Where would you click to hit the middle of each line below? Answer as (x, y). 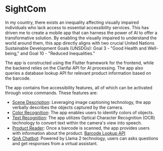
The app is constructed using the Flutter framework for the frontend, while (80, 63)
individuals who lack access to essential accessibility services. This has (77, 27)
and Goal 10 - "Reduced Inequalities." (58, 53)
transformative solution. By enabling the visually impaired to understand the (81, 38)
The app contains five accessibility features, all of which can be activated (79, 87)
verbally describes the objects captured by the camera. (68, 107)
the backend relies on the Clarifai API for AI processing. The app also (74, 68)
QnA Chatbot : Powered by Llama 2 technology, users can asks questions (85, 138)
